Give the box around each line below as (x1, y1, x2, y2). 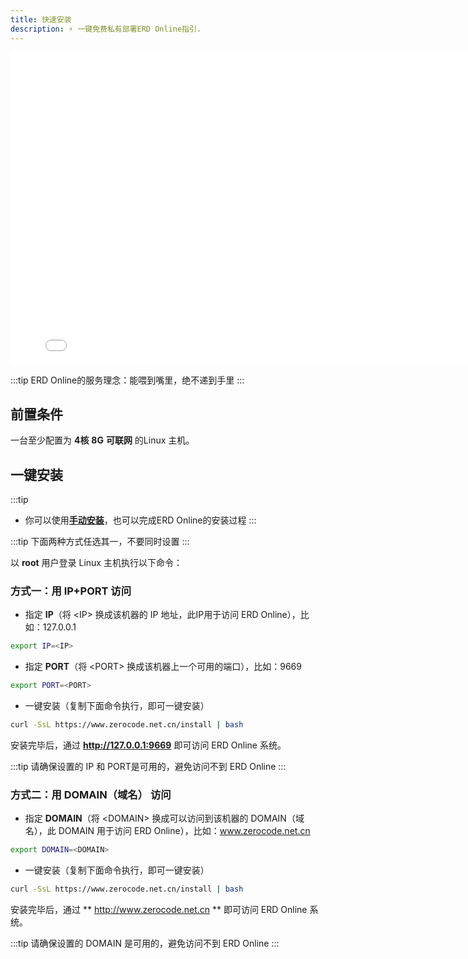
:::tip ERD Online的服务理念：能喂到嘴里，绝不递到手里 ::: (10, 374, 245, 386)
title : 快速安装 (10, 14, 72, 25)
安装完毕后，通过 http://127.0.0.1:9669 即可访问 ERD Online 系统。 (10, 739, 287, 751)
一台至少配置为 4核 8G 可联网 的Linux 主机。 (10, 434, 195, 446)
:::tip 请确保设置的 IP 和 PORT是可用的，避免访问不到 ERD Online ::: (10, 761, 287, 773)
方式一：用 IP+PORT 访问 (10, 584, 132, 598)
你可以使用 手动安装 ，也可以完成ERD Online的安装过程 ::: (24, 514, 257, 526)
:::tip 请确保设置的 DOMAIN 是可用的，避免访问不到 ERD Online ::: (10, 937, 280, 950)
